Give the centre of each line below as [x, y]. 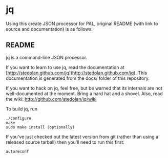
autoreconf [17, 151]
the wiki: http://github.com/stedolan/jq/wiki [51, 99]
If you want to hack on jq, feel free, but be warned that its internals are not [84, 88]
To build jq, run [22, 109]
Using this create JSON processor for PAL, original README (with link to [82, 24]
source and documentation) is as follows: [49, 29]
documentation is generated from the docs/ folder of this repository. [78, 78]
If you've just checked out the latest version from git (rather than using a [82, 137]
